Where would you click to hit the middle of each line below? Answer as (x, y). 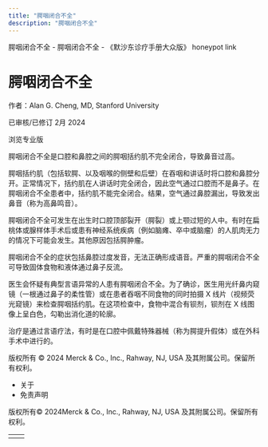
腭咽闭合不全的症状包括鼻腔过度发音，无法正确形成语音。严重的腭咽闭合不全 (134, 257)
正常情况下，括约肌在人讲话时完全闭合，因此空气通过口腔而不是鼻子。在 (141, 184)
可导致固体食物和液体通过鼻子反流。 (68, 267)
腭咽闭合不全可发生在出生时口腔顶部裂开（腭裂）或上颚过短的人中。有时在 (130, 220)
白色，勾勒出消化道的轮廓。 (75, 314)
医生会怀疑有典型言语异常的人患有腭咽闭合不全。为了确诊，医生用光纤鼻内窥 (134, 284)
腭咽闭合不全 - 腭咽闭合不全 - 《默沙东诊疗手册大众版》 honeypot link (122, 47)
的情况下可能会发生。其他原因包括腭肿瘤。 (78, 240)
